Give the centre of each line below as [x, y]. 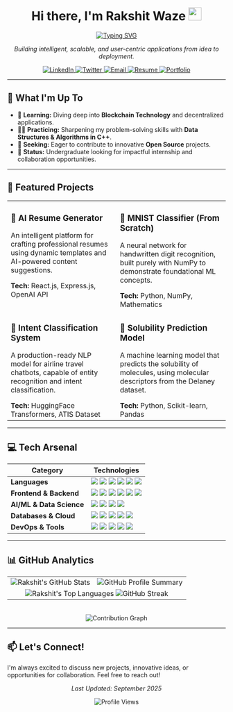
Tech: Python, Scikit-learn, [164, 406]
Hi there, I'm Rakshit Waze [108, 16]
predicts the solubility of [159, 364]
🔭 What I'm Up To [45, 98]
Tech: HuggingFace [43, 406]
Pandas [132, 415]
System [26, 338]
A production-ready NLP [51, 356]
